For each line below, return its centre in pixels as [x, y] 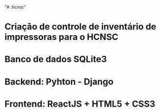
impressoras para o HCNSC [62, 37]
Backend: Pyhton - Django [59, 82]
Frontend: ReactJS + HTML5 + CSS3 [80, 104]
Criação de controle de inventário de [80, 27]
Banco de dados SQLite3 [56, 59]
